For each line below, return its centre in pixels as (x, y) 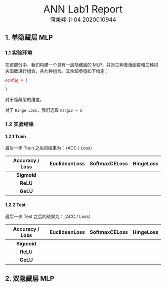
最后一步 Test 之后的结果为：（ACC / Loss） (49, 216)
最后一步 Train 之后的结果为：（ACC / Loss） (50, 148)
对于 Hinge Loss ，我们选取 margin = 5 (44, 110)
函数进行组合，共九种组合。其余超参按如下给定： (59, 71)
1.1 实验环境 (19, 53)
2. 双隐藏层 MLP (30, 279)
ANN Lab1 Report (83, 9)
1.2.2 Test (15, 205)
